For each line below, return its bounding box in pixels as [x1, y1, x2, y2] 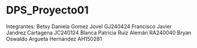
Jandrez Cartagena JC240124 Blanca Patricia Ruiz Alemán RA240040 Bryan [6, 29, 192, 36]
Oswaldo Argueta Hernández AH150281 [6, 35, 102, 42]
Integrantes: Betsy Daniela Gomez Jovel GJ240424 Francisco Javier [6, 23, 172, 30]
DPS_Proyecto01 [6, 4, 89, 17]
